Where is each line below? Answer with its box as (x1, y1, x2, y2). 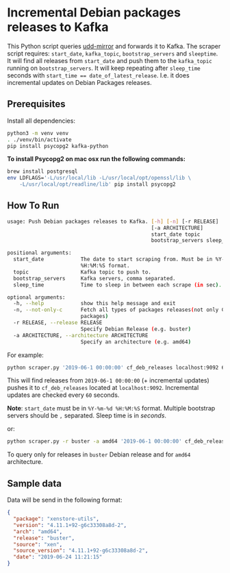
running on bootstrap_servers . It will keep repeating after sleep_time (7, 64, 201, 72)
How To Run (7, 200, 60, 212)
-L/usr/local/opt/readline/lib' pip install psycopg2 (19, 181, 176, 188)
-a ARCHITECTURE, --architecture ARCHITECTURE (13, 332, 149, 339)
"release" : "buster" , (13, 535, 75, 541)
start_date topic (151, 231, 201, 238)
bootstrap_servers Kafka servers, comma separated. (13, 275, 176, 282)
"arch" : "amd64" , (13, 528, 63, 535)
